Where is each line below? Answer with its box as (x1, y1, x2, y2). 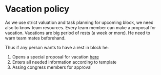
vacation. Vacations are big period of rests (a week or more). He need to (5, 30, 150, 36)
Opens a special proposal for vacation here (12, 54, 99, 59)
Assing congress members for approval (12, 64, 92, 70)
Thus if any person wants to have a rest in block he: (5, 44, 109, 50)
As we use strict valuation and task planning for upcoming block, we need (5, 19, 154, 25)
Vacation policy (5, 3, 70, 15)
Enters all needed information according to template (12, 59, 117, 65)
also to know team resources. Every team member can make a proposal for (5, 24, 156, 30)
